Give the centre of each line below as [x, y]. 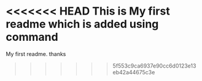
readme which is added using [82, 24]
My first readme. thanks [36, 54]
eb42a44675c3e [134, 72]
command [32, 37]
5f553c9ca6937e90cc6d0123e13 [154, 66]
